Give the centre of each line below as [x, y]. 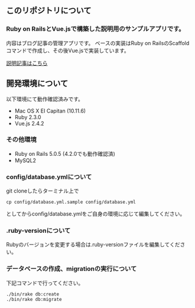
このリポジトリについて [49, 11]
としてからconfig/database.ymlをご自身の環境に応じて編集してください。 [96, 214]
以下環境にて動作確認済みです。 [45, 99]
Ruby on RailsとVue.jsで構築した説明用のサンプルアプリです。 [95, 29]
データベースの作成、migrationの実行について [71, 269]
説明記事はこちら [27, 63]
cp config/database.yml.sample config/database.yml [71, 202]
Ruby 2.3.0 [28, 117]
